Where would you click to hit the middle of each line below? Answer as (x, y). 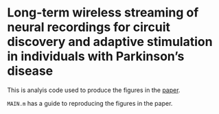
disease (30, 71)
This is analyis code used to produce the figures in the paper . (94, 90)
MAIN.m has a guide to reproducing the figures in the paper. (90, 103)
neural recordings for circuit (89, 27)
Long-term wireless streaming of (103, 13)
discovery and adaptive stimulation (110, 42)
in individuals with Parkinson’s (96, 57)
